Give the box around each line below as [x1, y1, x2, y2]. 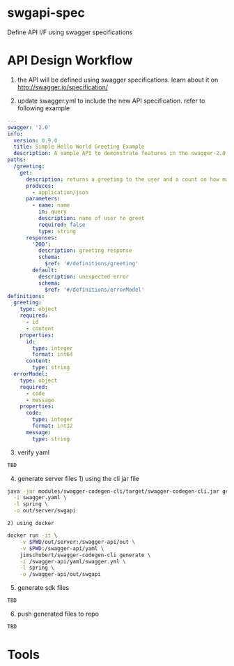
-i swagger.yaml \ [13, 494, 68, 501]
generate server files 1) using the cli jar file [17, 474, 139, 482]
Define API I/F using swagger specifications [7, 28, 133, 36]
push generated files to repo [17, 609, 100, 618]
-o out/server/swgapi [13, 508, 77, 515]
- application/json [32, 188, 89, 196]
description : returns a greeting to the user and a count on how [25, 176, 219, 183]
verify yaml [17, 448, 50, 457]
